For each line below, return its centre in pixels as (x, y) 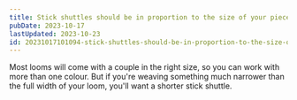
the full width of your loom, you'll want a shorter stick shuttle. (121, 86)
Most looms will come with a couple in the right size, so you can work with (145, 67)
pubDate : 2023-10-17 (47, 26)
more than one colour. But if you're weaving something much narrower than (147, 77)
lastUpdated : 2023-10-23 (55, 34)
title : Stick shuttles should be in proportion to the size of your (138, 17)
